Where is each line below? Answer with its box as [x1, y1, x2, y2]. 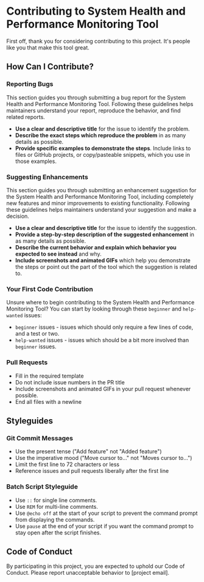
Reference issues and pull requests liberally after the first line [15, 467, 169, 475]
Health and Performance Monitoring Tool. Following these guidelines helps [6, 100, 194, 107]
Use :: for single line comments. [15, 496, 97, 504]
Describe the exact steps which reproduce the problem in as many [15, 131, 186, 138]
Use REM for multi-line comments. [15, 503, 99, 510]
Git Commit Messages [6, 434, 73, 442]
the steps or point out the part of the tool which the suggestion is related [15, 263, 197, 270]
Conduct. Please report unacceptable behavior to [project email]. [6, 569, 169, 577]
